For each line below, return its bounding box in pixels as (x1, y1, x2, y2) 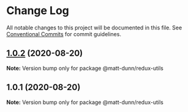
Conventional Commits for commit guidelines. (6, 30, 121, 37)
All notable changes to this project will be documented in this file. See (6, 24, 182, 31)
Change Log (6, 4, 69, 18)
